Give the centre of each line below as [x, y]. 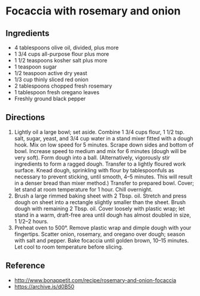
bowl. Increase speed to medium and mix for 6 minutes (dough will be [100, 151]
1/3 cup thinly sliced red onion [51, 80]
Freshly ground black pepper [50, 98]
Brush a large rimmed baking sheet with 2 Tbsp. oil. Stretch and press [100, 196]
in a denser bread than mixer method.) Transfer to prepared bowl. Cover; [104, 183]
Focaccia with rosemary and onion [93, 11]
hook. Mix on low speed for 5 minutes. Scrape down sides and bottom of [104, 145]
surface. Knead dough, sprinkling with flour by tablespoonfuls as [94, 170]
